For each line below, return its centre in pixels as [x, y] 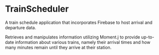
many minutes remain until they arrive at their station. [58, 47]
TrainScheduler [37, 9]
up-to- [148, 37]
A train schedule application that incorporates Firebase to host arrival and [79, 22]
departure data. [21, 27]
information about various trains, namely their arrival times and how [83, 42]
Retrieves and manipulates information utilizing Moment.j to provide [72, 37]
